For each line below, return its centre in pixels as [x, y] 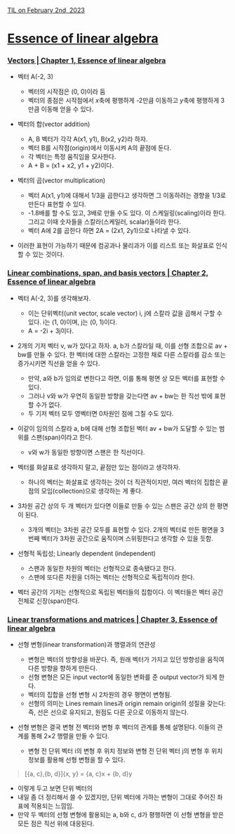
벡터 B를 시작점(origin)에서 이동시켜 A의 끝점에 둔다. [100, 148]
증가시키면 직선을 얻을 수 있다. [59, 363]
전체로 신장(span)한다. [48, 600]
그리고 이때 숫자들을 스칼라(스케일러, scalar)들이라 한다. [104, 222]
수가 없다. [48, 405]
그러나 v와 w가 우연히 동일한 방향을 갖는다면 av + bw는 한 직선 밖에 [120, 396]
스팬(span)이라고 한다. [62, 437]
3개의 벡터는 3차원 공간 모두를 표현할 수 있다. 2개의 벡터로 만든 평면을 [123, 529]
